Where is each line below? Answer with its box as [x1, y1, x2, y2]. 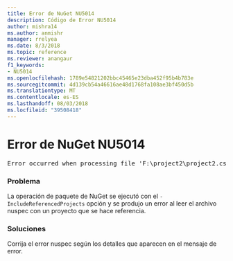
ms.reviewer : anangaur [7, 55, 73, 62]
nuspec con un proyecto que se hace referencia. [7, 206, 146, 215]
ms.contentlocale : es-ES [7, 94, 79, 101]
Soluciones [7, 224, 46, 233]
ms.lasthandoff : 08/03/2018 [7, 100, 89, 107]
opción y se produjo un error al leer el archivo [86, 199, 217, 208]
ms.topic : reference [7, 49, 67, 56]
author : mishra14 [7, 23, 58, 30]
